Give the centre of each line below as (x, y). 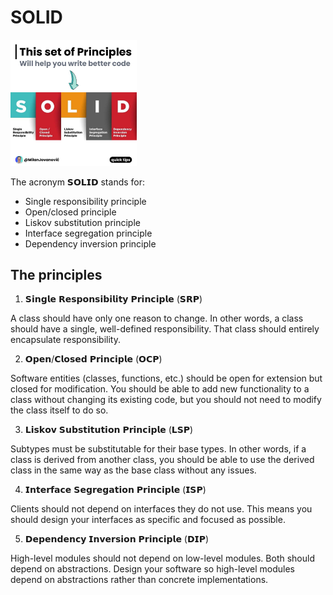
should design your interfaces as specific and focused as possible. (148, 520)
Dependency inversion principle (90, 243)
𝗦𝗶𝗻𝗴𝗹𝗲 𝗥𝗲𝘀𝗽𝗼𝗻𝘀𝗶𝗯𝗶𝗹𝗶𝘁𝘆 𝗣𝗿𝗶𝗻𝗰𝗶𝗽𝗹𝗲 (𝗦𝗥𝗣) (113, 299)
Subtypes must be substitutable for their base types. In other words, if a (158, 449)
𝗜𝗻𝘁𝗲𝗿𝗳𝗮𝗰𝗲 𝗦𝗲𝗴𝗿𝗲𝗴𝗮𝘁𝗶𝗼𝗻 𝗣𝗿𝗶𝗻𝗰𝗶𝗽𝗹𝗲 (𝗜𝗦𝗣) (115, 490)
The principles (56, 274)
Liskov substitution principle (82, 222)
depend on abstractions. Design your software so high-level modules (152, 569)
